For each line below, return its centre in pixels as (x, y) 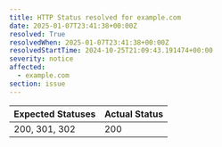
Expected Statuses (55, 114)
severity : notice (41, 59)
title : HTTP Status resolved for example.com (95, 17)
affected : (28, 68)
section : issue (37, 84)
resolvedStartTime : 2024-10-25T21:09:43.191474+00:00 (111, 51)
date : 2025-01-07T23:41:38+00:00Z (74, 26)
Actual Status (133, 114)
